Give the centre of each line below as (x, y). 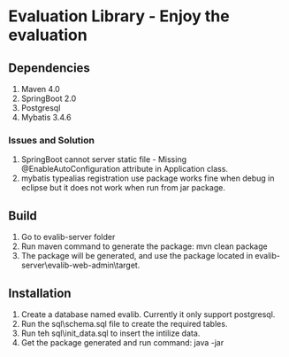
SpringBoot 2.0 (49, 98)
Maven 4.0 (41, 89)
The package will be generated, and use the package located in (137, 256)
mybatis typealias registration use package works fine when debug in (148, 178)
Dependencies (49, 68)
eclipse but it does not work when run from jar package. (123, 188)
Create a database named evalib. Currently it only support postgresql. (148, 314)
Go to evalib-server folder (68, 237)
